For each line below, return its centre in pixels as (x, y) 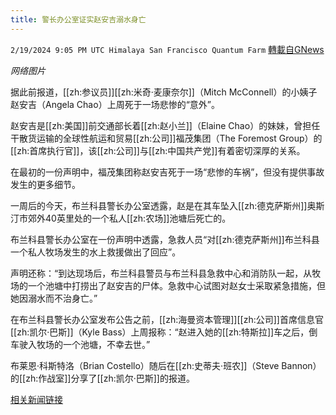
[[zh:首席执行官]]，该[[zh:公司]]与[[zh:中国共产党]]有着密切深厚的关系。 (158, 150)
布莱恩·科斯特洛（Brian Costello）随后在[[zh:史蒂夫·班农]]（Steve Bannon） (166, 365)
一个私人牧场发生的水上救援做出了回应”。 (96, 252)
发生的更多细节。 (45, 184)
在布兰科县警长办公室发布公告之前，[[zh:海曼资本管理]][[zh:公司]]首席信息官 (167, 319)
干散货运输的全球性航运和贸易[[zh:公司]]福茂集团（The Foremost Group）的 (166, 138)
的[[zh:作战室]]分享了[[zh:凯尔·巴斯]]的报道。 (102, 378)
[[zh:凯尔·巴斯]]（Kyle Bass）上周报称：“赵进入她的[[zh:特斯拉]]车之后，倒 (164, 332)
